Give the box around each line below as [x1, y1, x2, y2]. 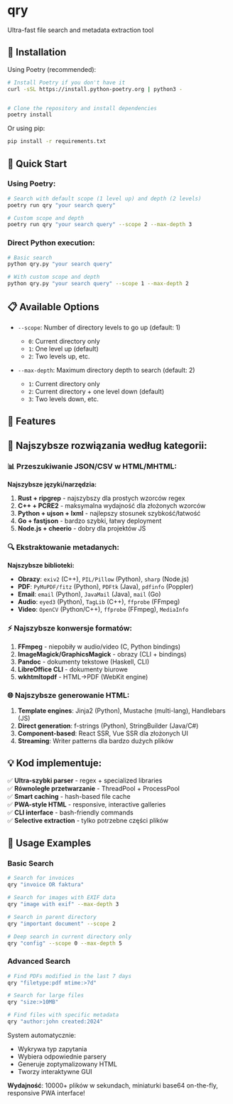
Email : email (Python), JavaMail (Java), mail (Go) [17, 590, 161, 599]
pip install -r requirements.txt [7, 138, 107, 145]
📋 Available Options [7, 301, 99, 313]
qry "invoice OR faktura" [7, 881, 84, 888]
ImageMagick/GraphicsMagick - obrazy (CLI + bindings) [17, 649, 187, 658]
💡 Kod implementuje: [7, 757, 102, 770]
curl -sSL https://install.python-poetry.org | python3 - [7, 85, 183, 92]
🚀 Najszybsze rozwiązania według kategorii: [7, 440, 207, 452]
